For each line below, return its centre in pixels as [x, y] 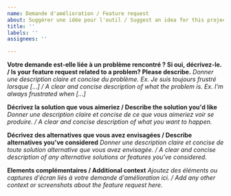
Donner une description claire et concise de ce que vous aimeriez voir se [111, 115]
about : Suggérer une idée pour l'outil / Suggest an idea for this [106, 20]
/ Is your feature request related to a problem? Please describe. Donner [110, 72]
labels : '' [23, 33]
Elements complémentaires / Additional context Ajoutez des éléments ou [112, 171]
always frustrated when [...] [46, 94]
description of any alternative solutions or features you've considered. [107, 157]
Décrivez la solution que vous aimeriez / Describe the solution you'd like [112, 107]
